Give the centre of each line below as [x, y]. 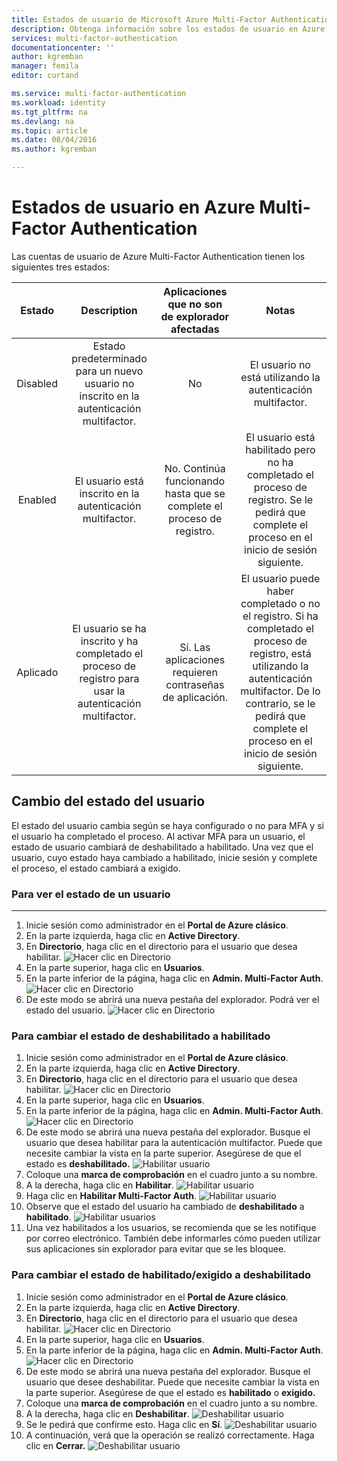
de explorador [195, 316]
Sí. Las [195, 647]
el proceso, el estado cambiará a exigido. [96, 868]
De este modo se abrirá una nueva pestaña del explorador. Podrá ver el [172, 1000]
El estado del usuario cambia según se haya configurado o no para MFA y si [167, 825]
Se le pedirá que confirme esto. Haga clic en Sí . [124, 1424]
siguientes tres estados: [60, 267]
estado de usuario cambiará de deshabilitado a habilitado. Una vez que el [162, 847]
